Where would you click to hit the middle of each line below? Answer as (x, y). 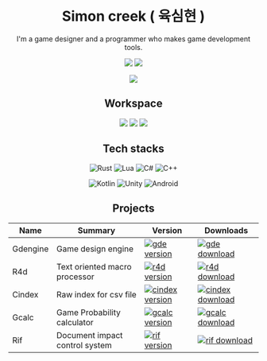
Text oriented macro (94, 267)
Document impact (89, 336)
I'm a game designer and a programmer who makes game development (133, 39)
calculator (75, 323)
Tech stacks (133, 149)
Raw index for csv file (96, 295)
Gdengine (31, 249)
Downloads (226, 231)
